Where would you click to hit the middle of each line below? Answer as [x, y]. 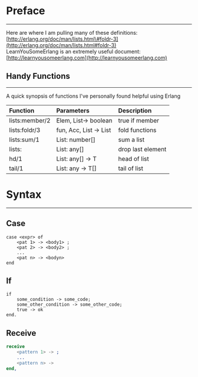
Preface [26, 11]
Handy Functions [38, 76]
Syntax [24, 194]
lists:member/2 [30, 120]
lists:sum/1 [24, 140]
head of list [133, 158]
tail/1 [16, 168]
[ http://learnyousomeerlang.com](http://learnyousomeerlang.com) [87, 58]
